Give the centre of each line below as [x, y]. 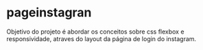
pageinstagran [49, 13]
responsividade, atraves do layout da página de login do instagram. [101, 38]
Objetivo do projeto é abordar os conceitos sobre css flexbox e [95, 32]
